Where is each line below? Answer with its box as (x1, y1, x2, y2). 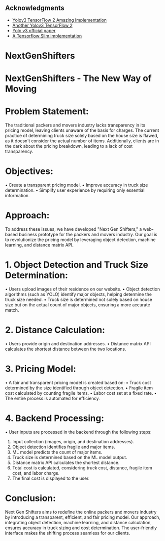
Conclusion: (5, 493, 56, 503)
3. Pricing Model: (5, 363, 76, 375)
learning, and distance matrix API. (5, 242, 74, 248)
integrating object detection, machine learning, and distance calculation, (5, 519, 152, 525)
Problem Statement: (5, 106, 89, 117)
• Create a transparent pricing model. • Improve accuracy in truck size (5, 182, 148, 188)
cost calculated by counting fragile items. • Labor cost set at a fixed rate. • (5, 390, 157, 396)
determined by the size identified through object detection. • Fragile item (5, 385, 153, 391)
